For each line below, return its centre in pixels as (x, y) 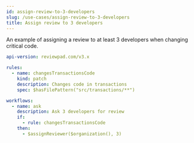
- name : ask (27, 106)
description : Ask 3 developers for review (71, 112)
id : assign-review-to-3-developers (51, 12)
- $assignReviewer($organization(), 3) (72, 134)
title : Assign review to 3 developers (54, 23)
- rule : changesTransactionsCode (64, 123)
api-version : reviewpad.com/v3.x (48, 57)
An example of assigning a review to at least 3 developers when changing (97, 40)
